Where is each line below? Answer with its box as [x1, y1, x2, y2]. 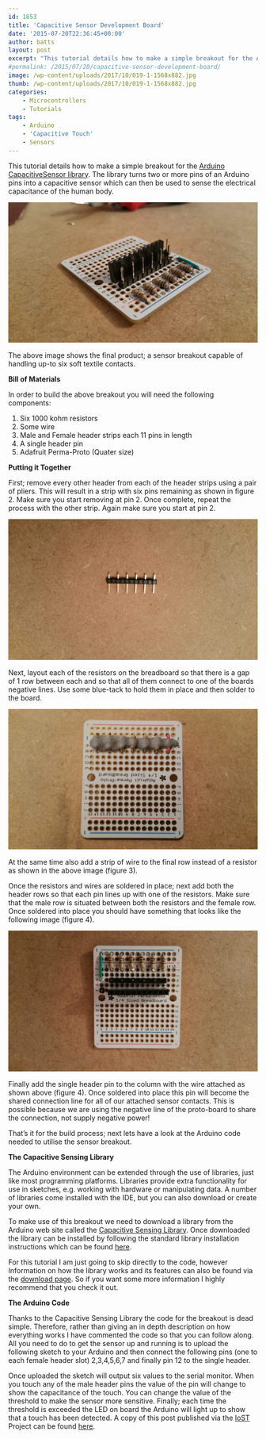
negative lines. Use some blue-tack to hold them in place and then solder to [8, 685, 256, 694]
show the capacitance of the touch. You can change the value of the [8, 1387, 232, 1397]
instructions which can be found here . [8, 1241, 132, 1251]
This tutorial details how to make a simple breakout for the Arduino [8, 161, 226, 171]
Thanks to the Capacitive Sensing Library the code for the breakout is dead [8, 1313, 253, 1322]
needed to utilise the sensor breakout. [8, 1137, 132, 1146]
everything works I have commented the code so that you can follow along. [8, 1330, 254, 1340]
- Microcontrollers [22, 96, 87, 105]
